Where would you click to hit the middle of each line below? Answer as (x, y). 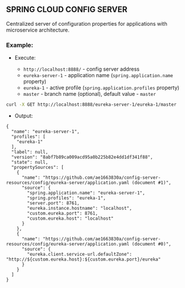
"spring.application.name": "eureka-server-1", (86, 193)
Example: (20, 45)
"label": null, (30, 152)
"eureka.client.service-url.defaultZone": (80, 254)
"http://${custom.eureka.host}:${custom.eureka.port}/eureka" (83, 259)
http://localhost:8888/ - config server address (81, 69)
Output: (24, 116)
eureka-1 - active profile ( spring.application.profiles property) (101, 88)
